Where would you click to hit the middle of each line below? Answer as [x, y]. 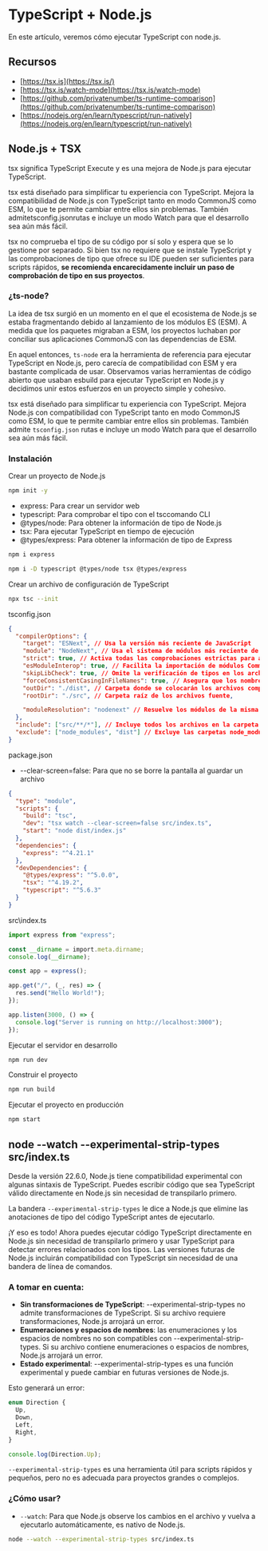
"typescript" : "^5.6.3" [62, 890]
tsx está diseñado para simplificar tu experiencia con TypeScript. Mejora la [131, 192]
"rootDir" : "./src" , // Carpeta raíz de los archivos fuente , [128, 696]
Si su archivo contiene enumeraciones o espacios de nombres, [146, 1347]
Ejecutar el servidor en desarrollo [63, 1045]
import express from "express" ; [62, 935]
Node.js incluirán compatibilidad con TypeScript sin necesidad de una [123, 1258]
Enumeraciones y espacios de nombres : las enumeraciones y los [128, 1330]
